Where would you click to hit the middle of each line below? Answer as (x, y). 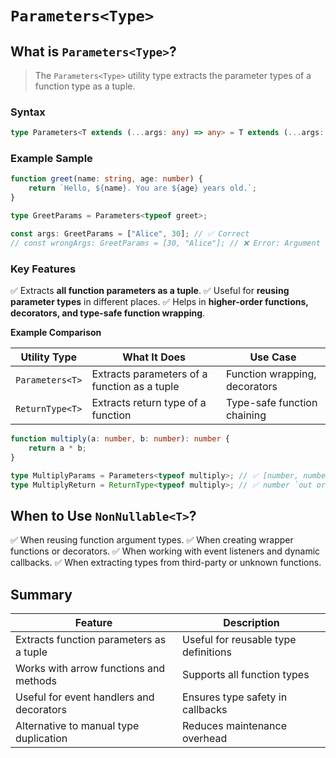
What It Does (154, 357)
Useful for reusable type (239, 640)
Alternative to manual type (77, 726)
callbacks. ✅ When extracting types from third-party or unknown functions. (166, 563)
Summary (41, 594)
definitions (207, 652)
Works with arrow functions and (90, 669)
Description (251, 623)
